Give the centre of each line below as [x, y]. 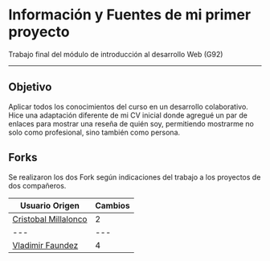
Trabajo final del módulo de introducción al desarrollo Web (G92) [116, 54]
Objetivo [30, 87]
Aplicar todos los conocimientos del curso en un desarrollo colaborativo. [129, 106]
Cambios [112, 205]
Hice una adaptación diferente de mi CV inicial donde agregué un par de [128, 115]
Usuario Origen [50, 205]
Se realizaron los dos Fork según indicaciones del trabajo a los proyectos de [135, 177]
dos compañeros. [37, 185]
